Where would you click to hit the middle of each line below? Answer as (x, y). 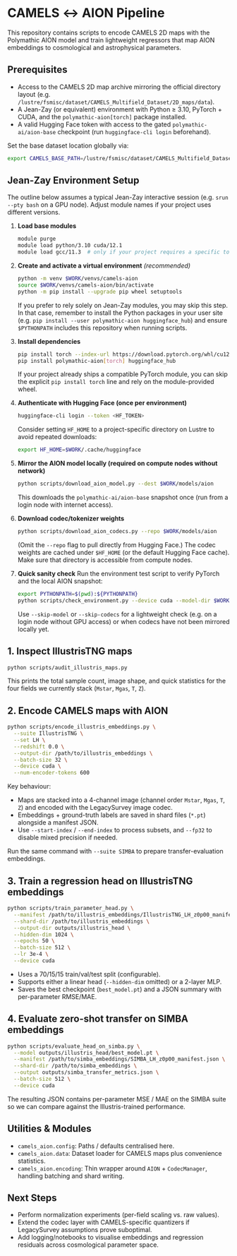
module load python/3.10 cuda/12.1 (70, 246)
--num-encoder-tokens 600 (52, 773)
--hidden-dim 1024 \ (44, 934)
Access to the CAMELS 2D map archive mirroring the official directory (119, 87)
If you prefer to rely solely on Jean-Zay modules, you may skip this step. (122, 305)
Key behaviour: (29, 787)
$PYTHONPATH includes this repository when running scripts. (102, 328)
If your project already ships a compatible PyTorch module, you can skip (122, 374)
